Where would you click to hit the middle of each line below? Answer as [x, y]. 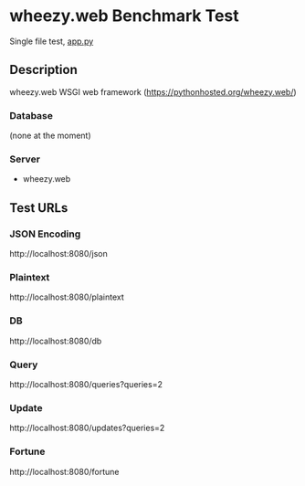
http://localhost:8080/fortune [64, 471]
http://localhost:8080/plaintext [67, 297]
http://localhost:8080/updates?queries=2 [87, 428]
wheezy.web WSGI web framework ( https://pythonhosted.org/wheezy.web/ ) [153, 91]
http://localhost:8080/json [58, 254]
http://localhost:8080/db [56, 341]
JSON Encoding [45, 234]
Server [25, 159]
